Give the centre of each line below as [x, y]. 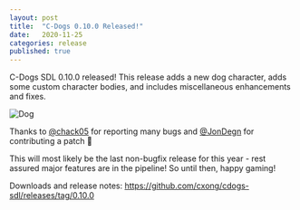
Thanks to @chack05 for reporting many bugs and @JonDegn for [132, 131]
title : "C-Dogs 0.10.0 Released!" [77, 26]
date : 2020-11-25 [46, 34]
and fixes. [28, 97]
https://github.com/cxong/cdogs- [187, 186]
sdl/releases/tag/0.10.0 [52, 196]
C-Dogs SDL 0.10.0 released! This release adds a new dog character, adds [148, 77]
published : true [40, 52]
